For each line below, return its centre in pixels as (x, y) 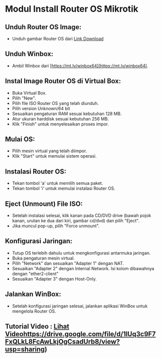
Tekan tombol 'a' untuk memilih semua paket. (57, 183)
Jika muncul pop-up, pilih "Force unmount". (56, 226)
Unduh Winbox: (29, 54)
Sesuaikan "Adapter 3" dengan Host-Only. (54, 278)
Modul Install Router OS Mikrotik (72, 9)
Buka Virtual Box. (29, 93)
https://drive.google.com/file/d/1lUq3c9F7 (90, 334)
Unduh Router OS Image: (43, 27)
